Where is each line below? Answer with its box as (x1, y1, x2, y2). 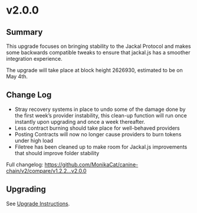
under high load (14, 137, 54, 144)
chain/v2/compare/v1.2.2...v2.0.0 (6, 167, 87, 174)
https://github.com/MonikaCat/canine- (44, 160, 139, 168)
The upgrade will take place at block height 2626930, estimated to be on (6, 67, 183, 74)
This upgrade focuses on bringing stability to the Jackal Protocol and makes (6, 42, 191, 50)
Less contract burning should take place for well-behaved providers (14, 124, 180, 132)
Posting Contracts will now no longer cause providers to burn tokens (14, 130, 182, 137)
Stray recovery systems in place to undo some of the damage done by (14, 106, 186, 113)
